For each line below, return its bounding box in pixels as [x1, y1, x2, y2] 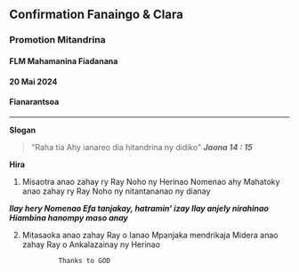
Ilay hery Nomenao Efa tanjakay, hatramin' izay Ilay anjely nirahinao [9, 203, 270, 213]
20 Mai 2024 [9, 76, 58, 87]
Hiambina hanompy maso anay [9, 212, 129, 223]
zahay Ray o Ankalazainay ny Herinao [21, 239, 161, 250]
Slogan [9, 124, 36, 135]
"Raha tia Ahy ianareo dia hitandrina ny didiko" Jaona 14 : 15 [30, 141, 253, 152]
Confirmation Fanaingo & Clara [9, 7, 184, 22]
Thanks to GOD [58, 256, 111, 265]
